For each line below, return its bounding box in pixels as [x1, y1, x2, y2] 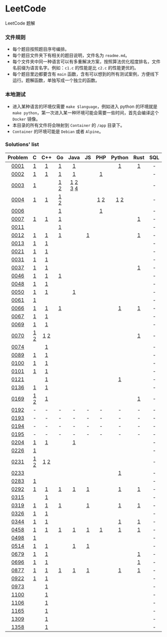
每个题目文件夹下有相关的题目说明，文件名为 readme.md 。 [12, 52, 130, 58]
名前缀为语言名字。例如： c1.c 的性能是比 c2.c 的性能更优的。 [12, 65, 139, 71]
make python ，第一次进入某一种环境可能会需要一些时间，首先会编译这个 [12, 109, 159, 115]
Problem [7, 154, 28, 161]
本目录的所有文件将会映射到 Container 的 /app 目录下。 [12, 122, 125, 128]
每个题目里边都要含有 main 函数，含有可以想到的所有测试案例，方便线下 [12, 71, 159, 77]
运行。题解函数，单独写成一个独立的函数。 [12, 77, 100, 83]
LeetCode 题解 [5, 20, 36, 26]
